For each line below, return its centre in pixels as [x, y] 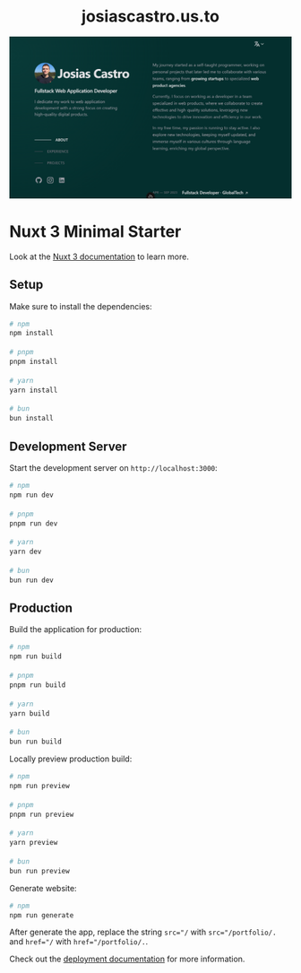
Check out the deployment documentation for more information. [127, 959]
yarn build [30, 713]
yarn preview [34, 843]
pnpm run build [38, 685]
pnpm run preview [42, 814]
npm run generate [42, 915]
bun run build [36, 742]
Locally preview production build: [71, 759]
